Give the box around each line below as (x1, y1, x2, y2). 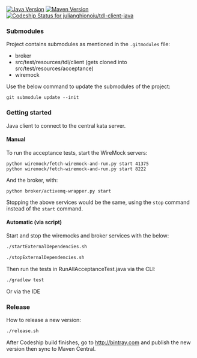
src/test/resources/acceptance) (14, 65, 94, 72)
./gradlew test (6, 276, 44, 283)
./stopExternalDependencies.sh (6, 254, 85, 260)
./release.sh (6, 327, 39, 334)
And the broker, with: (6, 176, 58, 183)
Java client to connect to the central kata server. (6, 122, 126, 129)
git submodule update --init (6, 95, 79, 101)
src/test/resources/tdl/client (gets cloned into (14, 59, 127, 66)
